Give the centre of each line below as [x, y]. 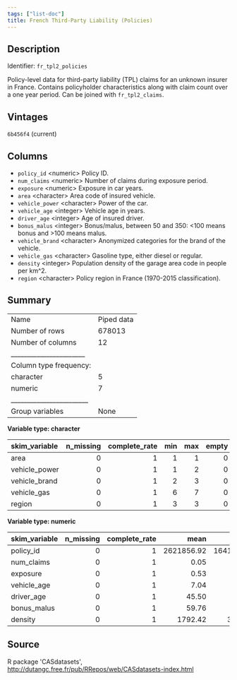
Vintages [28, 117]
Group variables [37, 411]
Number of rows [38, 330]
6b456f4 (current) [32, 134]
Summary [29, 300]
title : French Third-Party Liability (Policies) [80, 20]
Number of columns [44, 342]
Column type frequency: [51, 365]
